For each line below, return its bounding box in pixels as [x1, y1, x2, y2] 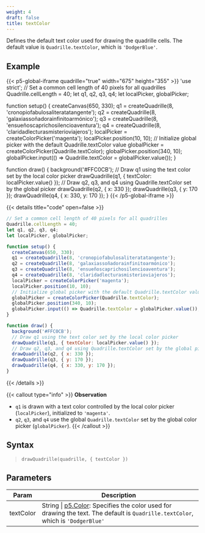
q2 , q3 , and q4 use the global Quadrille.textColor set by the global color [15, 416, 197, 423]
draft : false [6, 15, 40, 21]
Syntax [6, 440, 34, 451]
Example [6, 61, 40, 71]
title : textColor [6, 20, 51, 26]
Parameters [6, 473, 52, 483]
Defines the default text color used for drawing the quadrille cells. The [6, 37, 183, 45]
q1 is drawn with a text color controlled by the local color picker [15, 402, 175, 410]
